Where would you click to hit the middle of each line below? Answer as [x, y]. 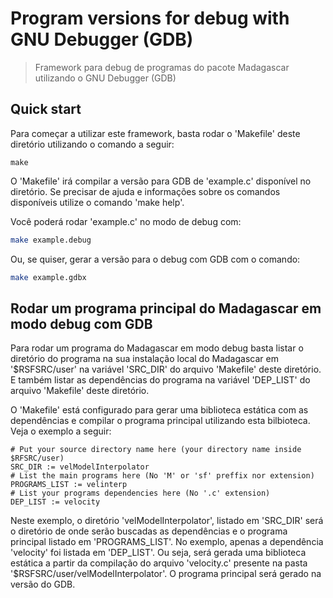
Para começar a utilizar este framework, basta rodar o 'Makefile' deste [155, 133]
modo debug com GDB [81, 323]
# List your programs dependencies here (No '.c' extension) [140, 493]
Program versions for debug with [150, 18]
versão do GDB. [43, 584]
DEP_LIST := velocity [55, 502]
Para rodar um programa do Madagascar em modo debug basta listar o [157, 348]
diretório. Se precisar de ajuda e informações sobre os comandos [145, 191]
